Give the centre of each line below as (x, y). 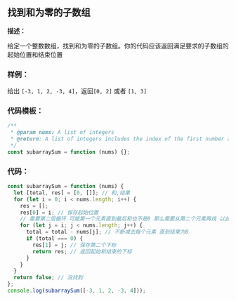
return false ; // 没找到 (48, 278)
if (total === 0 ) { (54, 239)
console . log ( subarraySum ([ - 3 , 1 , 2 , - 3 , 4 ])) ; (77, 291)
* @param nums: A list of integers (62, 133)
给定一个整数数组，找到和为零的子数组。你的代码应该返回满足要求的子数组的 (118, 46)
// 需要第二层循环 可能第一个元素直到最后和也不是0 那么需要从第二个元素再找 (118, 219)
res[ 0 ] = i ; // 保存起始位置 (59, 213)
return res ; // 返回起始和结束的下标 (82, 251)
